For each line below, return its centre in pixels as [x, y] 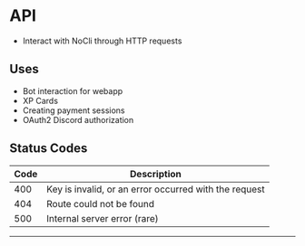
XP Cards [40, 100]
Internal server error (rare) [103, 218]
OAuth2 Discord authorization [78, 119]
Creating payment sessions [74, 110]
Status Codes [49, 149]
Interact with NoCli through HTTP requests [102, 41]
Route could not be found [101, 203]
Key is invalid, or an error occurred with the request [156, 189]
